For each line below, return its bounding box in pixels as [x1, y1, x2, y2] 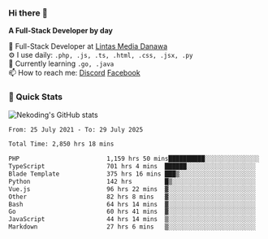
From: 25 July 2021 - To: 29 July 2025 [8, 125, 144, 133]
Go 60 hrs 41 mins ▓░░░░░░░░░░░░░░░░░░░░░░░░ [8, 207, 256, 216]
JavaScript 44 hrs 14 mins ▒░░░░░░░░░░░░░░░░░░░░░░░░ [8, 215, 256, 224]
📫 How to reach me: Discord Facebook [8, 68, 140, 78]
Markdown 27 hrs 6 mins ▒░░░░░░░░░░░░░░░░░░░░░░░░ [8, 223, 256, 231]
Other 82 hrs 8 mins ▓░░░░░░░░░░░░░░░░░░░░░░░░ [8, 193, 256, 201]
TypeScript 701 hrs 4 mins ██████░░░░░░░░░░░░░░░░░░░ [8, 163, 256, 171]
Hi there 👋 [8, 7, 49, 19]
